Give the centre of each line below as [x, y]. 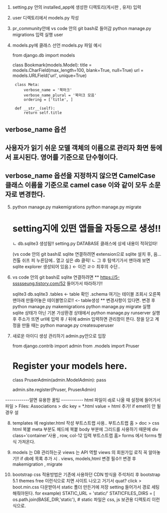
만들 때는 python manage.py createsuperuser [68, 325]
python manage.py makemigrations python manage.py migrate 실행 [82, 306]
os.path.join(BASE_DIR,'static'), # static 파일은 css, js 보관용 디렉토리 [82, 499]
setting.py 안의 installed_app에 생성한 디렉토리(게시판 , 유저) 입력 [77, 7]
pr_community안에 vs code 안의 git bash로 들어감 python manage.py [82, 28]
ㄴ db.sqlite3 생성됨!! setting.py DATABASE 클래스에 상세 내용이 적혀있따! [85, 243]
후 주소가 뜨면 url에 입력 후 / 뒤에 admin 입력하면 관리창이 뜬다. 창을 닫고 [83, 319]
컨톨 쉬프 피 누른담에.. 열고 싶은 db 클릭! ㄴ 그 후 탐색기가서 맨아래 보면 [81, 260]
